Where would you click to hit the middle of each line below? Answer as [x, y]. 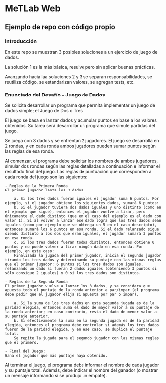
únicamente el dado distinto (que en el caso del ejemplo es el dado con [83, 216]
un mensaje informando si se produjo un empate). [56, 376]
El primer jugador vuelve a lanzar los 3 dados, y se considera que [78, 286]
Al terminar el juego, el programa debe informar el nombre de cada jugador [82, 365]
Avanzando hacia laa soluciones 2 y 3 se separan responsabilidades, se [79, 76]
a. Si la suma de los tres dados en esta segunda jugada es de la [84, 303]
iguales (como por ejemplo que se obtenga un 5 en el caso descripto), [81, 225]
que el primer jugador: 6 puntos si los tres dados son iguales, [74, 264]
